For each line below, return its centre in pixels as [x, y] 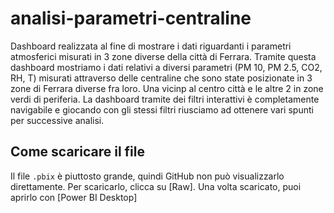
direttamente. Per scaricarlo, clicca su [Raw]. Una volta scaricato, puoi [156, 186]
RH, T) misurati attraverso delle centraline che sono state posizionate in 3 [161, 78]
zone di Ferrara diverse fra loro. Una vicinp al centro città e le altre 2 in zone [167, 88]
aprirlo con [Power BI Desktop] [74, 197]
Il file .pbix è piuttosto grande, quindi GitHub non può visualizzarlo [147, 176]
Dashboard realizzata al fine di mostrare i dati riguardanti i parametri [151, 46]
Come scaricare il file [77, 152]
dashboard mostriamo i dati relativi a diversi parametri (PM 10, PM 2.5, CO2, [166, 67]
